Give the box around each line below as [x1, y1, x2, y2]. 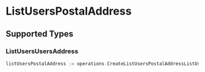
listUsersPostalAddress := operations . [6, 60, 108, 67]
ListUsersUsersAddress [6, 47, 79, 56]
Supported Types [6, 29, 74, 39]
